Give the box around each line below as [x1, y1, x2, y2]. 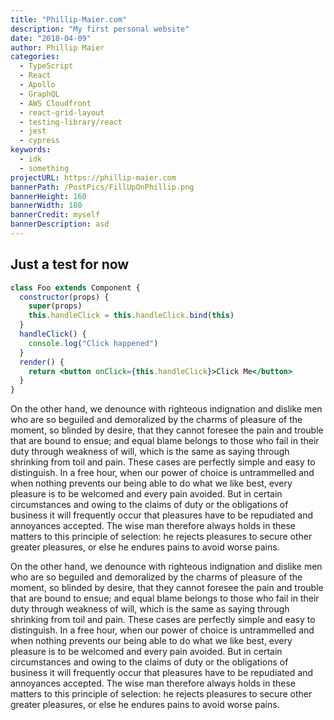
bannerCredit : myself [10, 210, 101, 220]
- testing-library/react [19, 117, 123, 127]
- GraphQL [19, 89, 60, 99]
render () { [19, 357, 65, 367]
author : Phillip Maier [10, 42, 105, 53]
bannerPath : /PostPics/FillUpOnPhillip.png [10, 182, 195, 192]
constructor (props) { [19, 292, 110, 302]
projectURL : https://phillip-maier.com [10, 172, 177, 183]
